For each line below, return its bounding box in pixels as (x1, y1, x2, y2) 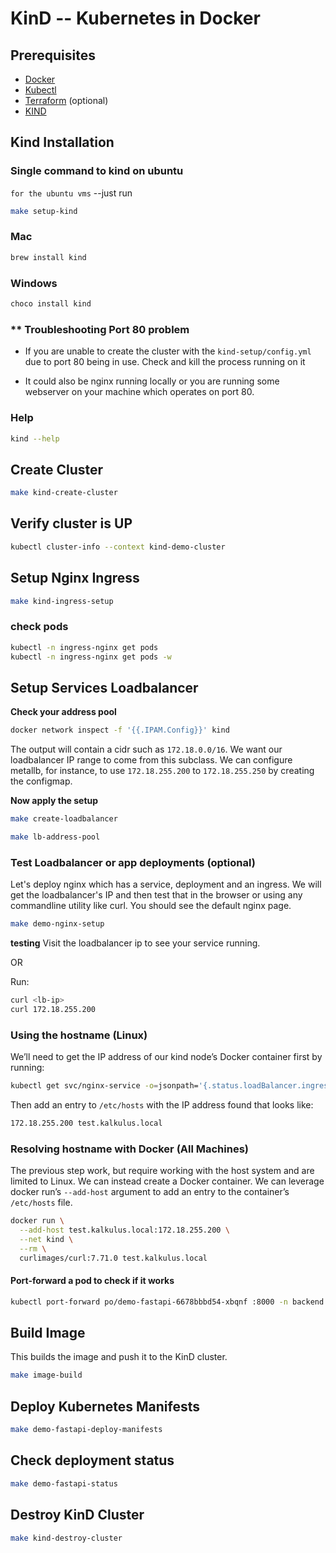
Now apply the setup (10, 795, 99, 807)
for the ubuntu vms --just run (10, 187, 133, 199)
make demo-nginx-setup (10, 919, 105, 929)
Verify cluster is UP (10, 515, 133, 532)
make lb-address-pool (10, 832, 101, 842)
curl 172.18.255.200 (10, 1004, 97, 1014)
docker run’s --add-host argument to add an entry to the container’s (10, 1186, 290, 1198)
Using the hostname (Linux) (10, 1028, 148, 1042)
